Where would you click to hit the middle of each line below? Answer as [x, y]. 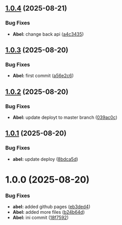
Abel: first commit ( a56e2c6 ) [43, 76]
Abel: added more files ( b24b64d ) [49, 212]
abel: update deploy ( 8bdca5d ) [45, 159]
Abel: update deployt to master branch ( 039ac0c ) [65, 117]
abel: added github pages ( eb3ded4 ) [51, 207]
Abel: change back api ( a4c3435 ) [48, 34]
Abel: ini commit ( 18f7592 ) [40, 218]
